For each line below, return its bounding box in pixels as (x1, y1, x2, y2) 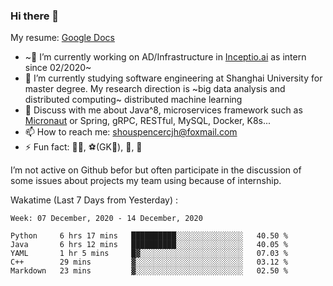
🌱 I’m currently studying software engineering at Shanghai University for (24, 72, 323, 84)
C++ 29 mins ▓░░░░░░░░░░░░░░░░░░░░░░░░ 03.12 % (10, 257, 288, 268)
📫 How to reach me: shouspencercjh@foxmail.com (24, 126, 238, 138)
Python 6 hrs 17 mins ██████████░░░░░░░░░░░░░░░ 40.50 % (10, 231, 288, 241)
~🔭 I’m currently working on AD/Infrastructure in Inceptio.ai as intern (24, 51, 307, 63)
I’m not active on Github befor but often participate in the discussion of (10, 164, 302, 176)
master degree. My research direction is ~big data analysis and (24, 83, 286, 95)
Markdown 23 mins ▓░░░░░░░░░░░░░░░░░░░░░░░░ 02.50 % (10, 266, 288, 276)
